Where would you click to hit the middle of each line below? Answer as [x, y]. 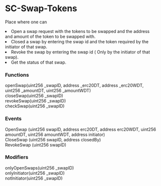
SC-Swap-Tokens [41, 8]
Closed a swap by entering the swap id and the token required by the [80, 41]
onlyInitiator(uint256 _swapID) [35, 173]
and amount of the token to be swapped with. [50, 36]
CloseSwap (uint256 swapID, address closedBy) [53, 139]
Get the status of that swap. [39, 62]
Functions [17, 75]
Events [13, 118]
